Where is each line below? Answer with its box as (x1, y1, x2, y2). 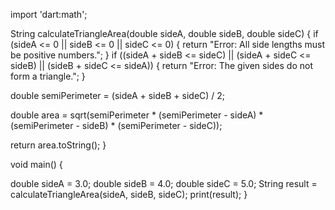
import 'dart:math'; (10, 9, 88, 20)
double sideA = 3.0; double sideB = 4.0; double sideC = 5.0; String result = (10, 178, 318, 189)
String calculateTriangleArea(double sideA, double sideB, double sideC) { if (10, 28, 319, 39)
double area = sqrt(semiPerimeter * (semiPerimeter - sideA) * (10, 109, 264, 121)
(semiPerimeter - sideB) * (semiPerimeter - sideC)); (10, 120, 223, 131)
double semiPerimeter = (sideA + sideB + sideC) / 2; (10, 90, 226, 101)
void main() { (10, 159, 63, 170)
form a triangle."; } (10, 70, 86, 82)
